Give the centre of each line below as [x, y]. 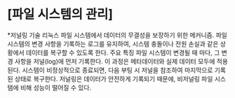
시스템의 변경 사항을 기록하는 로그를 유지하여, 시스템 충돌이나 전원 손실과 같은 [113, 43]
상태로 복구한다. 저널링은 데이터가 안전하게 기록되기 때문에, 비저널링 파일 [114, 78]
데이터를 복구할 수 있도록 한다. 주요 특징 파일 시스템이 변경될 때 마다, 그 [123, 52]
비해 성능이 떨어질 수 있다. [56, 87]
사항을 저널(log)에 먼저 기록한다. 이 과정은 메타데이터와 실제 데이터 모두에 [115, 61]
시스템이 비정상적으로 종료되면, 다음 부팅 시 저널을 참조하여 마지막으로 [117, 70]
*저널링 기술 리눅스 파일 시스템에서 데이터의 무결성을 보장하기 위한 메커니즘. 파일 [117, 35]
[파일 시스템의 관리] [60, 14]
